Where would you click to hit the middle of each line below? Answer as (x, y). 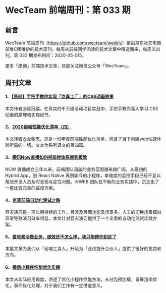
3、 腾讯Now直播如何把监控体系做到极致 (46, 157)
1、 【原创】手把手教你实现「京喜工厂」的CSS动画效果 (59, 96)
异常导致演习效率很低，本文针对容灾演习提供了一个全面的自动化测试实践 (79, 218)
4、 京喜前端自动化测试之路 (33, 200)
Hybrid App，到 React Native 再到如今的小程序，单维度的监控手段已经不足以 (83, 176)
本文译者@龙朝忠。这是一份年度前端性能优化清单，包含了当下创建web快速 (81, 139)
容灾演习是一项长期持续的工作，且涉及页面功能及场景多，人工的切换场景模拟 (83, 212)
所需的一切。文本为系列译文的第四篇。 (48, 145)
